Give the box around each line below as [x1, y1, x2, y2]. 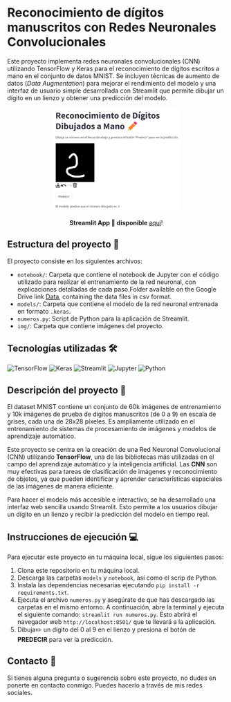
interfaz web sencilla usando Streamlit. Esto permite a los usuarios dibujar [7, 503, 218, 511]
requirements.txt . [17, 588, 69, 596]
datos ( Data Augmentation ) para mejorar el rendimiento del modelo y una [7, 79, 216, 87]
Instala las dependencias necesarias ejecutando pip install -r [17, 580, 200, 589]
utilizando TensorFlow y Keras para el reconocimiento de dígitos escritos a [7, 64, 220, 73]
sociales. [7, 688, 33, 696]
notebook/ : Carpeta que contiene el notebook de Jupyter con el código [17, 270, 219, 278]
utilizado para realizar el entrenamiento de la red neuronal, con [17, 278, 196, 286]
